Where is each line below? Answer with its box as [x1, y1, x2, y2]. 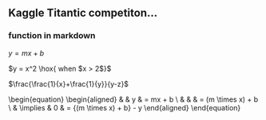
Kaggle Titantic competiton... [8, 6, 158, 20]
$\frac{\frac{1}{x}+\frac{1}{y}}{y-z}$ [8, 79, 129, 88]
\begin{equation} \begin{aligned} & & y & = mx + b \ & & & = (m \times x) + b [8, 95, 259, 104]
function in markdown [8, 30, 96, 41]
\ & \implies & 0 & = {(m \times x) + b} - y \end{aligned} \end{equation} [8, 103, 241, 112]
